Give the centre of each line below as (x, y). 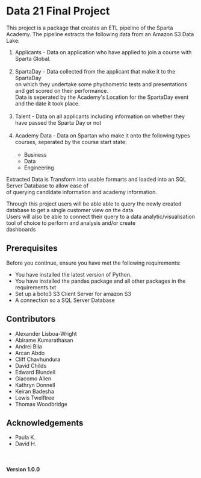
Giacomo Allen (33, 379)
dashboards (21, 229)
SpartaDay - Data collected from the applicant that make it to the (95, 71)
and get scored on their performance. (61, 90)
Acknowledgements (45, 423)
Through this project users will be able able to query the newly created (94, 204)
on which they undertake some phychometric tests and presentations (101, 84)
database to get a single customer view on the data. (71, 210)
